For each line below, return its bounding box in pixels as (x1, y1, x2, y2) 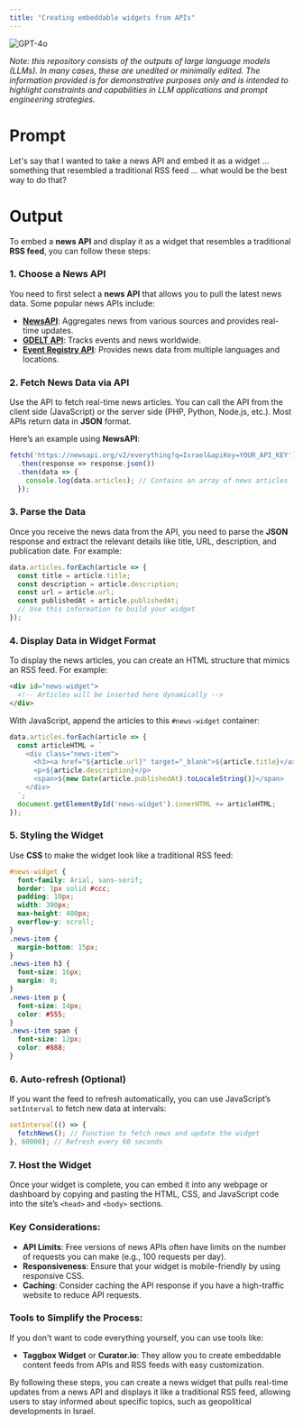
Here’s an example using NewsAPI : (9, 434, 140, 445)
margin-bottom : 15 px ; (17, 942, 99, 952)
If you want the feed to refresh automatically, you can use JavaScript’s (9, 1093, 271, 1105)
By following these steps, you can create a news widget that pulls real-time (9, 1376, 289, 1387)
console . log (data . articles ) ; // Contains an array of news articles (25, 475, 289, 485)
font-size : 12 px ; (17, 1034, 83, 1044)
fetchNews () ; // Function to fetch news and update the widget (17, 1129, 260, 1138)
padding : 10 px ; (17, 892, 75, 902)
